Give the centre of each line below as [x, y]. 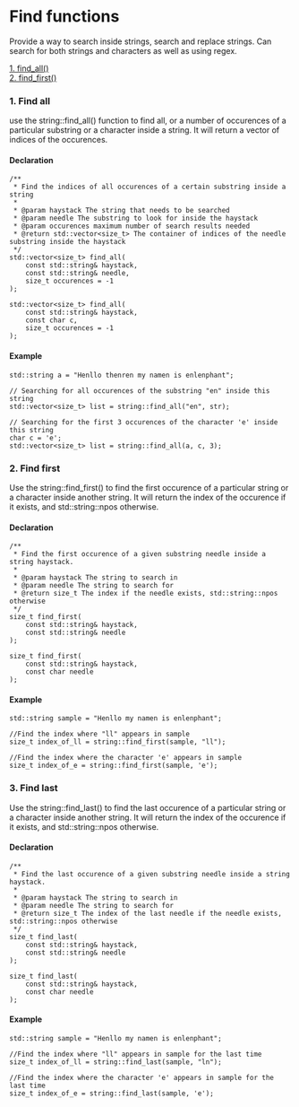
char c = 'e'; [36, 438]
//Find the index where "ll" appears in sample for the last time [136, 1055]
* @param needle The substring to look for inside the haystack [135, 218]
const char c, [51, 320]
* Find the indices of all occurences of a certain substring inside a [149, 187]
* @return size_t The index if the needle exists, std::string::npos [145, 594]
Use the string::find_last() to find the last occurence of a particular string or [148, 807]
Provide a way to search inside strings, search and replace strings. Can [141, 41]
